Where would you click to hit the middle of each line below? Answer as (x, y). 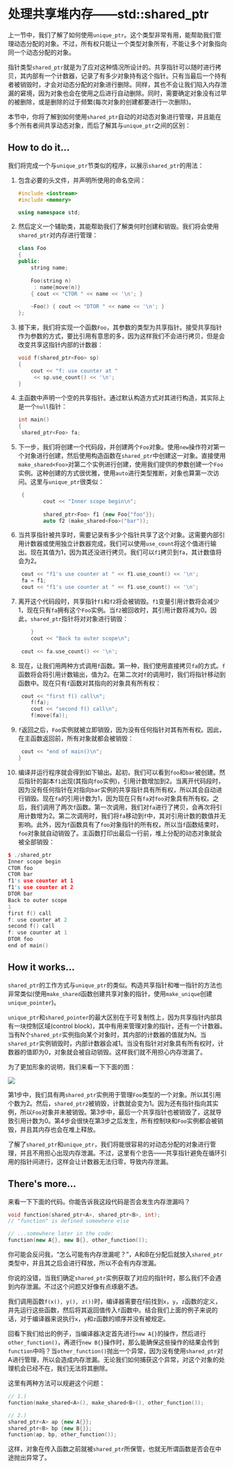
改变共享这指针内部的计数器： (60, 345)
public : (29, 262)
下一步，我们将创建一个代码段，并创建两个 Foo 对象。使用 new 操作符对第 (118, 447)
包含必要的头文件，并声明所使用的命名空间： (82, 180)
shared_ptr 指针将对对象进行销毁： (80, 619)
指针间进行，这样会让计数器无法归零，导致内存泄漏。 (96, 1161)
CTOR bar (20, 874)
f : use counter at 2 (38, 920)
